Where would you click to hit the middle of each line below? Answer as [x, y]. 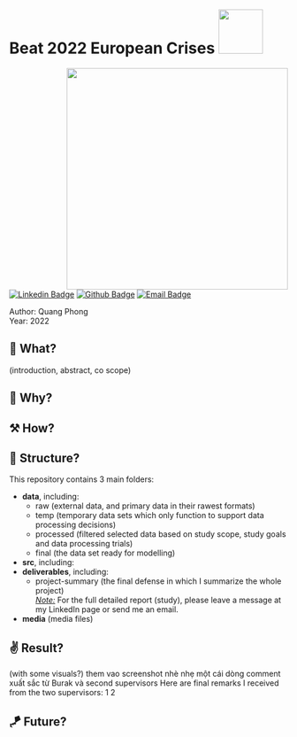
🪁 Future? [38, 721]
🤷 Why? [31, 398]
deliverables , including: [65, 572]
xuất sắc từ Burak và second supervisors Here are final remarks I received [145, 683]
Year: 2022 [30, 321]
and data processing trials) [84, 544]
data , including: [50, 497]
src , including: [48, 562]
